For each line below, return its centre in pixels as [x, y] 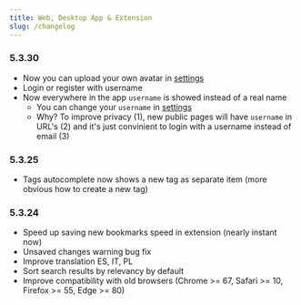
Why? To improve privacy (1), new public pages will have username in [164, 117]
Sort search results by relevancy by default [103, 271]
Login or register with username [82, 87]
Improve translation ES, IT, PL [78, 261]
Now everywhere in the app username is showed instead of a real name [155, 97]
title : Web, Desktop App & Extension [81, 18]
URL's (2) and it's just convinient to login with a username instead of [164, 126]
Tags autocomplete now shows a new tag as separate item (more [145, 179]
